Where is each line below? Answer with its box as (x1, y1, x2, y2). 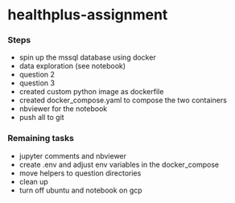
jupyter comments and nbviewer (19, 151, 126, 160)
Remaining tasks (7, 133, 74, 144)
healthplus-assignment (7, 6, 168, 24)
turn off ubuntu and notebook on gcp (19, 185, 142, 195)
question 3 (19, 78, 56, 88)
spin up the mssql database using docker (19, 52, 156, 62)
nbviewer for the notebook (19, 104, 108, 114)
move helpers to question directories (19, 168, 142, 178)
